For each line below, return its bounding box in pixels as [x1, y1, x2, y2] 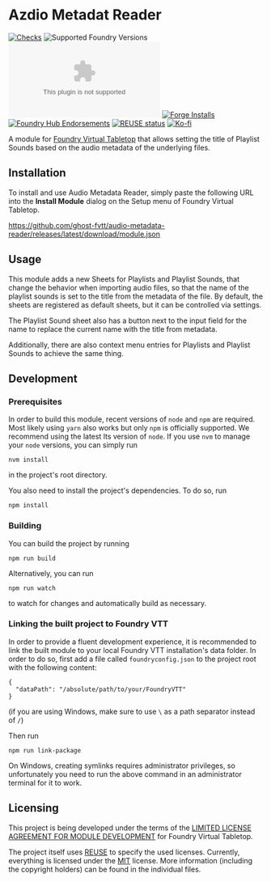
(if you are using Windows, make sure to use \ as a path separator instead [8, 706, 256, 716]
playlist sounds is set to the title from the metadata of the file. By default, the [8, 291, 264, 301]
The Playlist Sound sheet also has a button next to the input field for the [8, 316, 248, 325]
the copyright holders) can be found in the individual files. [8, 864, 201, 874]
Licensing [8, 801, 59, 815]
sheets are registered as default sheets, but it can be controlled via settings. [8, 299, 262, 309]
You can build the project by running [8, 538, 129, 548]
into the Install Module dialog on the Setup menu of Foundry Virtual [8, 196, 235, 206]
